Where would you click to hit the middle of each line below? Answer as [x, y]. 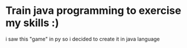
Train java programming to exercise [93, 11]
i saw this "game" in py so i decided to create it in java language [83, 39]
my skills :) [32, 23]
